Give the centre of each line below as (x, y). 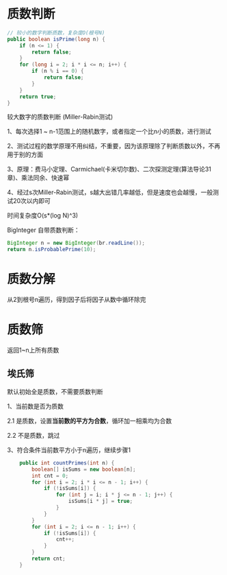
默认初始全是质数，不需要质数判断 (55, 391)
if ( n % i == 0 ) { (58, 71)
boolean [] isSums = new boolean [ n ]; (84, 469)
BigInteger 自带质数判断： (43, 230)
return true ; (38, 97)
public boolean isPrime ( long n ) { (56, 39)
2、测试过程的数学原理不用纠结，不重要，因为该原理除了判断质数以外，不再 (114, 146)
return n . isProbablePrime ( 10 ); (52, 250)
